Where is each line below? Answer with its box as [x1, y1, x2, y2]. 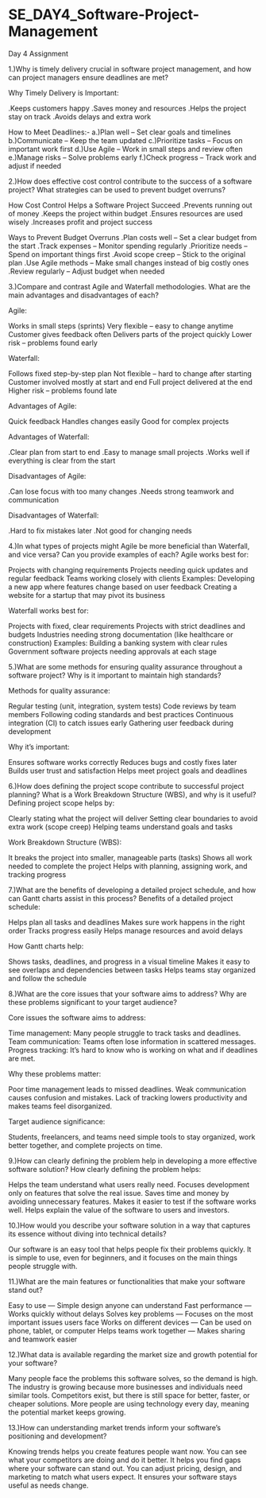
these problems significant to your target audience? [8, 997, 177, 1007]
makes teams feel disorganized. [8, 1101, 113, 1111]
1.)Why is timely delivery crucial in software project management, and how [8, 64, 252, 73]
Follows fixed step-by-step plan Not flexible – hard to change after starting [8, 368, 253, 378]
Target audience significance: [8, 1116, 106, 1126]
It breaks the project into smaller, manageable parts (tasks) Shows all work [8, 852, 253, 862]
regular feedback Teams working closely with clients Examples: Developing [8, 573, 256, 583]
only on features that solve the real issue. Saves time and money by [8, 1188, 229, 1197]
